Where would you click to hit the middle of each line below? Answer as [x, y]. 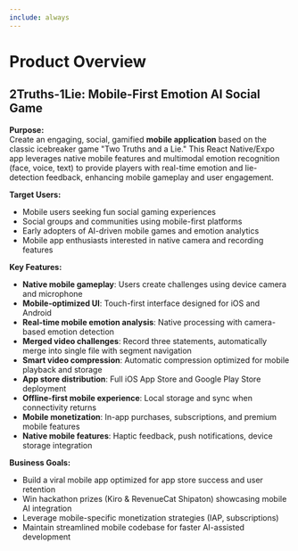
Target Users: [35, 194]
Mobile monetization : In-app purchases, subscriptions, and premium [149, 416]
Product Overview [78, 61]
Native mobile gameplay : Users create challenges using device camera [154, 284]
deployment [44, 388]
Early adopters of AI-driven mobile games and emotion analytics [141, 230]
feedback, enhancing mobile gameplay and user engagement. [160, 177]
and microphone [52, 293]
